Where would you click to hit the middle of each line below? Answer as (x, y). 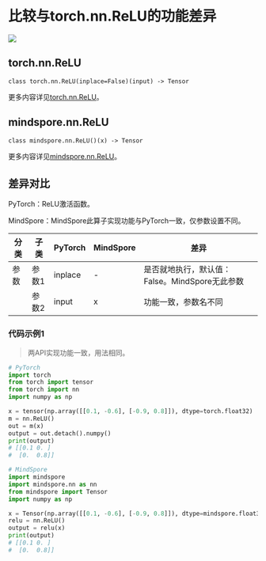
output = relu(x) (37, 528)
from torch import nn (44, 390)
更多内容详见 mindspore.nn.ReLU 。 (65, 156)
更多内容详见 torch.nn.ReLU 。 (56, 97)
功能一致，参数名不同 (183, 302)
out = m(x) (26, 426)
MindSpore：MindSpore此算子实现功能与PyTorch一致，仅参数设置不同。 (127, 221)
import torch (30, 375)
